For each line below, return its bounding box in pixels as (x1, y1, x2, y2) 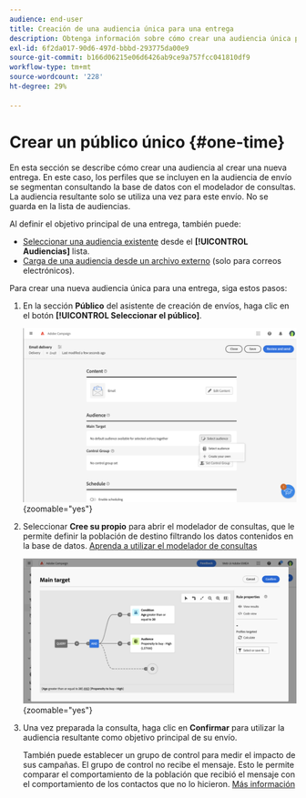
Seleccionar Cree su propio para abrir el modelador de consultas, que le (22, 520, 295, 531)
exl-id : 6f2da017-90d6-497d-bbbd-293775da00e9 (9, 44, 189, 53)
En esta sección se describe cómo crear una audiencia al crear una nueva (9, 162, 287, 173)
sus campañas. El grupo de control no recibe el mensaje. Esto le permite (22, 759, 294, 770)
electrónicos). (22, 265, 76, 276)
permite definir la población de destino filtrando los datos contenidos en (22, 530, 294, 541)
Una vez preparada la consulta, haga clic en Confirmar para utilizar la (22, 722, 285, 732)
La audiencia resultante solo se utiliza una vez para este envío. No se (9, 191, 269, 202)
